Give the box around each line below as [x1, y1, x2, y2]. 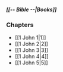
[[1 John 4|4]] [14, 53, 49, 60]
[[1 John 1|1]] [14, 34, 46, 41]
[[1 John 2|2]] [14, 40, 49, 48]
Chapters [6, 21, 34, 29]
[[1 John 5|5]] [14, 59, 48, 66]
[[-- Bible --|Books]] [6, 6, 57, 13]
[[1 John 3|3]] [14, 47, 49, 54]
